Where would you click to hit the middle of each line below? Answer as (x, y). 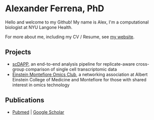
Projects (18, 52)
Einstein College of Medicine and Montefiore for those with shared (79, 79)
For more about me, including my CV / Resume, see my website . (70, 37)
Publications (25, 100)
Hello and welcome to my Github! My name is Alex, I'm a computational (77, 22)
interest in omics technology (41, 85)
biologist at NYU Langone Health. (39, 27)
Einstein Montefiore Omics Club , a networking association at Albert (80, 74)
